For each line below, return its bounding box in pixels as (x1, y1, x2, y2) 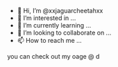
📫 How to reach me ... (17, 37, 82, 44)
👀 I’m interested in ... (17, 14, 76, 22)
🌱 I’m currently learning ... (17, 21, 92, 29)
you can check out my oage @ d (7, 52, 100, 60)
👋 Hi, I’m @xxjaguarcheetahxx (17, 7, 103, 15)
